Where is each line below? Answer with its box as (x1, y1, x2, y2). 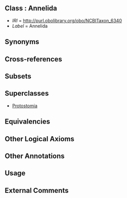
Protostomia (12, 102, 37, 108)
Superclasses (5, 89, 49, 98)
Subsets (5, 72, 31, 81)
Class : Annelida (5, 4, 58, 13)
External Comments (5, 186, 69, 194)
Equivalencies (5, 117, 50, 126)
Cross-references (5, 55, 63, 63)
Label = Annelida (12, 23, 48, 29)
